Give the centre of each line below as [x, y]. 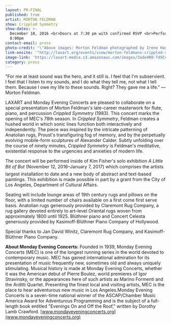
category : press [22, 62]
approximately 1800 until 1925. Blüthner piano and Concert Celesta [75, 216]
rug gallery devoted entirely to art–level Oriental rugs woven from [74, 211]
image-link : [18, 57]
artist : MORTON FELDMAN [31, 19]
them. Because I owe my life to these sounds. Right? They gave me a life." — [85, 87]
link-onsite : [19, 52]
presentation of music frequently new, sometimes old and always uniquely [83, 263]
